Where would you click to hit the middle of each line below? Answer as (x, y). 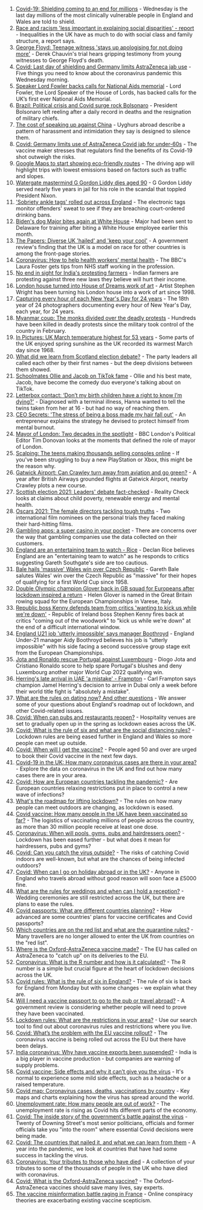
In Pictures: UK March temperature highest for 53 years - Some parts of (105, 337)
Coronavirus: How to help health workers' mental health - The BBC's (101, 260)
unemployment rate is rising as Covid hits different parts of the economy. (106, 1110)
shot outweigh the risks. (46, 157)
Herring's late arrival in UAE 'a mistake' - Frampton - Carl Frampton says (106, 679)
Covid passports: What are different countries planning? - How (94, 911)
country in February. (41, 331)
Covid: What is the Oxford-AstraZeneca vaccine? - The (84, 1181)
